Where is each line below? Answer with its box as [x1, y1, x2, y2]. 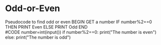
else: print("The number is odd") [5, 34, 71, 40]
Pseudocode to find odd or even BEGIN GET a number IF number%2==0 [5, 19, 152, 25]
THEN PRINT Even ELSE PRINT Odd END [5, 24, 88, 30]
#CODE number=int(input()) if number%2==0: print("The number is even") [5, 29, 157, 35]
